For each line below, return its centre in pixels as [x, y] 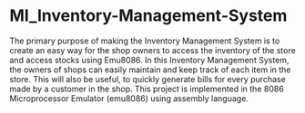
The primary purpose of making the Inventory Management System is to [145, 41]
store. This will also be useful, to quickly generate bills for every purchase [148, 79]
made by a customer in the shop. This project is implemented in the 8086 [147, 89]
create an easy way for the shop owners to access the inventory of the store [152, 50]
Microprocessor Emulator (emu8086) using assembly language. [129, 98]
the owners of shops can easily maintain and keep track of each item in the [150, 70]
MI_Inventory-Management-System [148, 16]
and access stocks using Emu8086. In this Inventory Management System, [149, 60]
